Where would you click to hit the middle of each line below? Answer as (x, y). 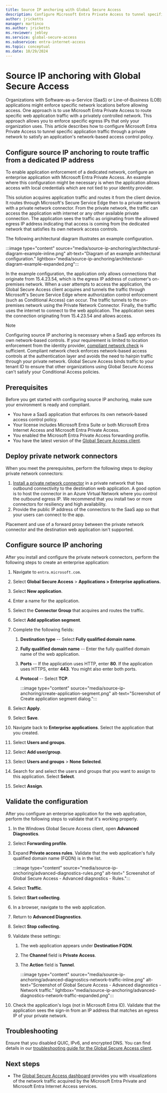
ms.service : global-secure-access (41, 38)
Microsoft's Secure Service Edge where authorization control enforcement (82, 295)
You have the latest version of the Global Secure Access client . (77, 441)
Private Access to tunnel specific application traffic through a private (76, 131)
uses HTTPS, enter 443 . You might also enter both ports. (78, 669)
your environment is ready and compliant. (48, 405)
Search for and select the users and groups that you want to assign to (84, 771)
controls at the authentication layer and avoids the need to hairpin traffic (79, 356)
